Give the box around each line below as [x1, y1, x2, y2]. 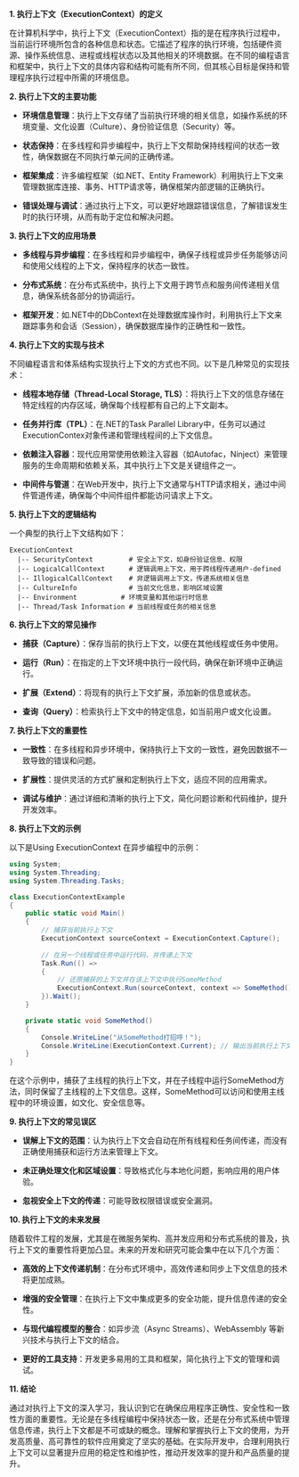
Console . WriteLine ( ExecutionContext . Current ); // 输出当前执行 [41, 1041, 273, 1050]
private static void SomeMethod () [25, 1016, 153, 1025]
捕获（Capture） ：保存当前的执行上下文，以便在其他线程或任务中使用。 [21, 638, 283, 649]
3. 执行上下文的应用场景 [9, 231, 97, 241]
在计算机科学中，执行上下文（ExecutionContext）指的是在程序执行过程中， [9, 28, 285, 38]
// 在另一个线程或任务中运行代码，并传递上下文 [41, 950, 193, 959]
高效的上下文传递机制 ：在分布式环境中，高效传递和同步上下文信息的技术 [21, 1263, 287, 1274]
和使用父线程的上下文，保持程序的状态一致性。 [21, 260, 194, 271]
